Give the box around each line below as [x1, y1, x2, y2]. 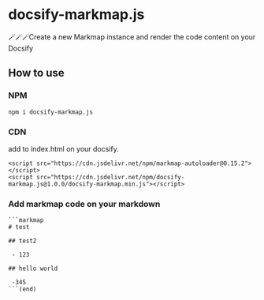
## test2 [8, 237, 37, 246]
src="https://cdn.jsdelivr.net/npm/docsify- [36, 173, 185, 181]
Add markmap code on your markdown [8, 198, 161, 209]
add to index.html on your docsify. [8, 144, 120, 153]
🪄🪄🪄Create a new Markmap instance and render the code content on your [8, 32, 256, 41]
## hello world [8, 264, 58, 273]
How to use [8, 66, 65, 80]
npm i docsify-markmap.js [8, 108, 93, 116]
